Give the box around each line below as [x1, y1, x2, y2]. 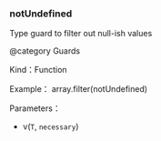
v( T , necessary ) [22, 121, 79, 132]
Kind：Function [9, 65, 67, 76]
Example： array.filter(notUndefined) [9, 84, 148, 95]
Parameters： [9, 103, 61, 114]
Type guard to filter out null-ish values [9, 28, 153, 39]
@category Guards [9, 45, 80, 56]
